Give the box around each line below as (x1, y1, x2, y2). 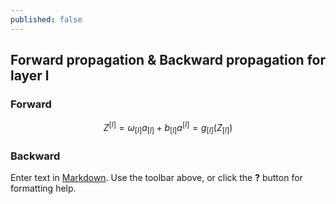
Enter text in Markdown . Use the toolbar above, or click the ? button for (10, 172, 303, 184)
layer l (10, 67, 50, 85)
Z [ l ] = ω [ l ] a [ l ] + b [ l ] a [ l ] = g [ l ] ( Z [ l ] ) (103, 120, 233, 136)
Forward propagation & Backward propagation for (10, 52, 326, 69)
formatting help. (10, 182, 77, 195)
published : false (10, 14, 83, 25)
